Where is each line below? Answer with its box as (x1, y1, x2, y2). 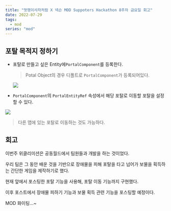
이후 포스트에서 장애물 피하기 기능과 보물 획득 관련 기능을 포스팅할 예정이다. (5, 189, 155, 195)
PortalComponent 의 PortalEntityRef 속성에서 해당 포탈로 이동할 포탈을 (12, 92, 155, 99)
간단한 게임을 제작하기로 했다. (10, 167, 70, 174)
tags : (5, 17, 17, 22)
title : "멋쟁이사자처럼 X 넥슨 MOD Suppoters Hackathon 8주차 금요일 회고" (5, 7, 153, 13)
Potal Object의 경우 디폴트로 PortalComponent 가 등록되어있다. (25, 72, 150, 78)
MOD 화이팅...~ (5, 200, 37, 206)
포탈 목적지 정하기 (5, 46, 58, 55)
